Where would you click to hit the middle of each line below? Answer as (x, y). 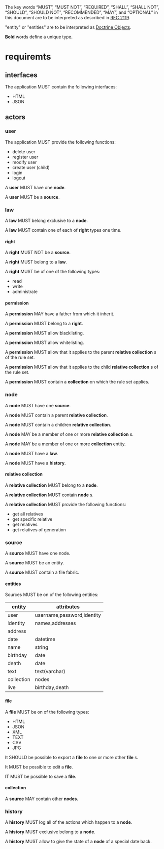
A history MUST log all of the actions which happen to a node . (69, 822)
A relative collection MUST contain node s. (49, 495)
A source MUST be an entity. (34, 563)
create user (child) (31, 167)
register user (25, 157)
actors (15, 117)
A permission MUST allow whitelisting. (45, 342)
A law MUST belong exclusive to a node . (47, 220)
